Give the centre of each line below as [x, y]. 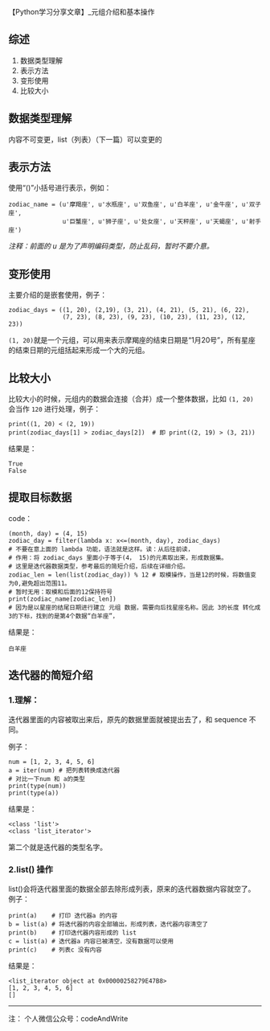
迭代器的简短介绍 [51, 675]
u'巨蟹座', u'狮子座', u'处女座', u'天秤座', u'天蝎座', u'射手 [162, 222]
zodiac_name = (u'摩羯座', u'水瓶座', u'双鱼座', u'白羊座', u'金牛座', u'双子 [135, 205]
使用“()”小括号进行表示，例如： [60, 188]
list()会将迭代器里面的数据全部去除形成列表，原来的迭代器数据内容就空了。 [132, 889]
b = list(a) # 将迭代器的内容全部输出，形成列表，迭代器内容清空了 [108, 924]
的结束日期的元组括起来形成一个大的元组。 [79, 350]
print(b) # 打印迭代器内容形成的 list [72, 932]
